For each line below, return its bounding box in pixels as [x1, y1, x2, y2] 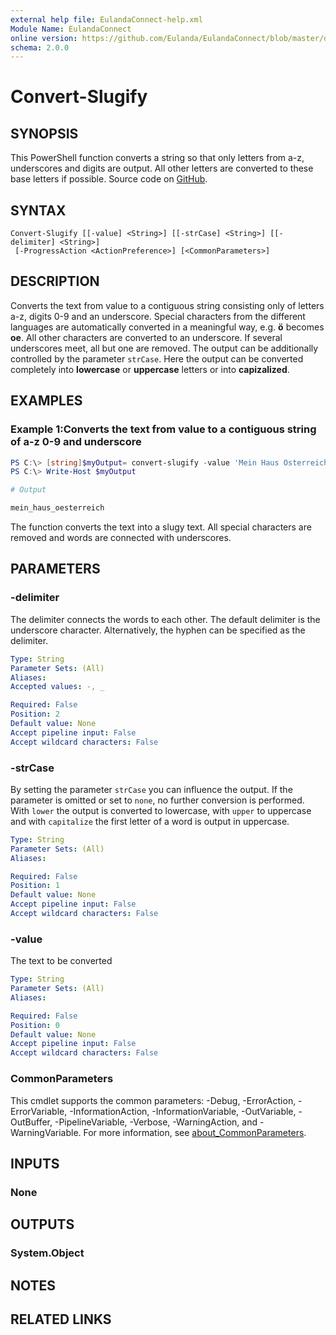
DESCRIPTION [10, 273, 100, 290]
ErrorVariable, [10, 1105, 68, 1117]
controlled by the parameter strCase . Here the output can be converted [10, 352, 304, 365]
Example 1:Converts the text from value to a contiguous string [10, 422, 317, 436]
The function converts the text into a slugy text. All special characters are [10, 521, 312, 533]
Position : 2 [10, 709, 60, 720]
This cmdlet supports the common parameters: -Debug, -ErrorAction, [10, 1094, 297, 1106]
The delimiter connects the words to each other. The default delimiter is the [10, 613, 321, 625]
